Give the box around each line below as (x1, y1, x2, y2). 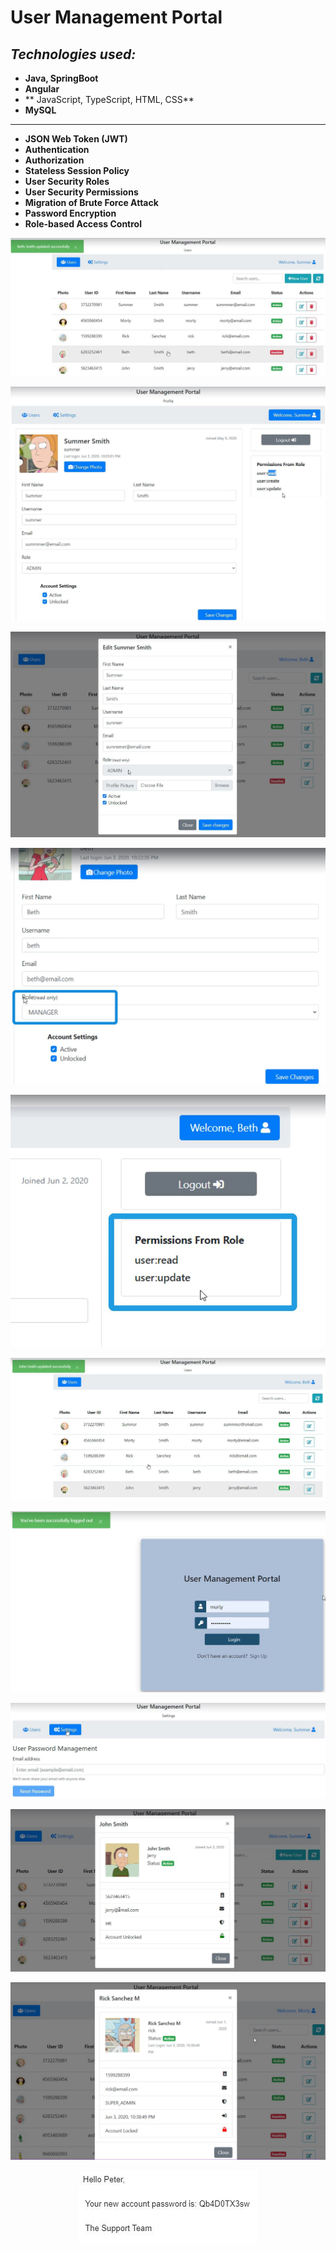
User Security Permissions (24, 186, 139, 198)
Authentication (24, 144, 90, 155)
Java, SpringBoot (24, 72, 99, 84)
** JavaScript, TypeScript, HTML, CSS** (24, 94, 195, 105)
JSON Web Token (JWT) (24, 133, 128, 145)
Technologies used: (10, 46, 137, 63)
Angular (24, 83, 60, 95)
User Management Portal (10, 6, 223, 29)
